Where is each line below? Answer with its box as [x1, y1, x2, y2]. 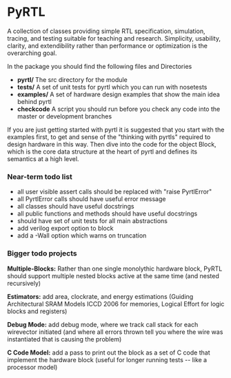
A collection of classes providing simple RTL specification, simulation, [7, 27, 205, 35]
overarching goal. [7, 49, 57, 57]
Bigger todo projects [7, 249, 77, 258]
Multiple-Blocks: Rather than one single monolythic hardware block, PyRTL [7, 264, 223, 273]
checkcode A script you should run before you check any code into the [17, 105, 221, 113]
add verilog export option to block [17, 224, 114, 233]
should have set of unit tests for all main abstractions [17, 217, 168, 225]
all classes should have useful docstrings [17, 202, 134, 211]
